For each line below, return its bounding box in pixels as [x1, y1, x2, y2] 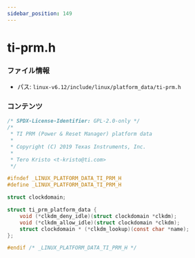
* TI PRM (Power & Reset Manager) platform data [10, 130, 153, 138]
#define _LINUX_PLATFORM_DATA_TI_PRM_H [7, 181, 122, 188]
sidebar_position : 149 [7, 10, 72, 17]
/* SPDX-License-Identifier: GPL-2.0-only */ [7, 118, 140, 125]
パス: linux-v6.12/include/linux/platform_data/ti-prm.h [17, 83, 181, 91]
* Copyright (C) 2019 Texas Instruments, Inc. [10, 143, 147, 150]
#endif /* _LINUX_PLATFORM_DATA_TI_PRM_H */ [7, 244, 137, 252]
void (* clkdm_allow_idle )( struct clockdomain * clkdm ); [19, 219, 181, 226]
